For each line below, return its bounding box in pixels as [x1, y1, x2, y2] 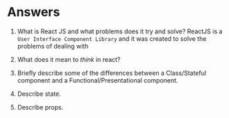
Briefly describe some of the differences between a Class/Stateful [17, 69, 207, 77]
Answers [7, 4, 60, 20]
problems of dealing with [17, 42, 89, 50]
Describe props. [17, 103, 64, 111]
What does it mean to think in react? [17, 55, 121, 63]
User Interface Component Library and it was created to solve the [17, 34, 207, 42]
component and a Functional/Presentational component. [17, 76, 178, 84]
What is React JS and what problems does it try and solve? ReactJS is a [17, 27, 223, 35]
